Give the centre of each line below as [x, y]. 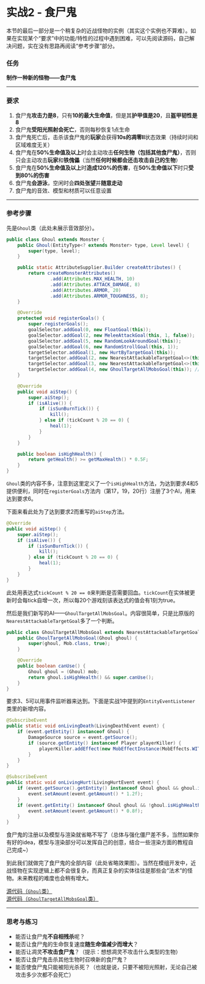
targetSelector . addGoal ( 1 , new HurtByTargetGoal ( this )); [102, 352]
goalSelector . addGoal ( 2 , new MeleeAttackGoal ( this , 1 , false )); [112, 335]
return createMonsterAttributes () [72, 273]
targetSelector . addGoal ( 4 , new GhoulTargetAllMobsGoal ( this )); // [114, 370]
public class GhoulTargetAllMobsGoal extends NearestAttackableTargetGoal [103, 632]
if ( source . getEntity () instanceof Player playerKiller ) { [105, 743]
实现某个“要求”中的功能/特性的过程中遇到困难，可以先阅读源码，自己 [103, 38]
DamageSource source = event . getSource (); [83, 738]
